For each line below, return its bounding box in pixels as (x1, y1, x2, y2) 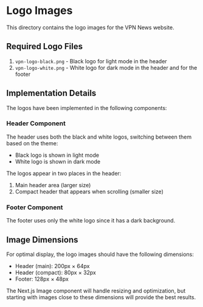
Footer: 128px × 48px (15, 275, 69, 283)
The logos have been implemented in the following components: (6, 104, 167, 111)
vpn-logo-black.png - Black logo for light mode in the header (15, 57, 167, 64)
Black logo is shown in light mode (15, 151, 99, 159)
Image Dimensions (6, 235, 78, 245)
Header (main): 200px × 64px (15, 262, 90, 269)
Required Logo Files (6, 41, 83, 52)
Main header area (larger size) (15, 181, 91, 188)
